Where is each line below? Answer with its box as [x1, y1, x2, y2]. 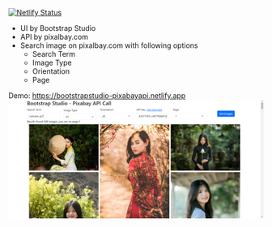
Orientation [32, 66, 70, 76]
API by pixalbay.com [19, 32, 89, 41]
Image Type [32, 58, 72, 67]
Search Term [32, 49, 75, 58]
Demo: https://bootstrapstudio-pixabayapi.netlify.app [8, 91, 186, 101]
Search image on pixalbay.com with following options [19, 41, 198, 50]
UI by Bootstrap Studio [19, 24, 96, 32]
